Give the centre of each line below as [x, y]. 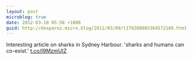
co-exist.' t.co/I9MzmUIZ [37, 51]
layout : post [22, 11]
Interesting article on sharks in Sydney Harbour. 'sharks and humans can [95, 45]
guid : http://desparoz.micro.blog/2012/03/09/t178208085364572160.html [96, 28]
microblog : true [26, 17]
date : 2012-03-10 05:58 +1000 [44, 22]
